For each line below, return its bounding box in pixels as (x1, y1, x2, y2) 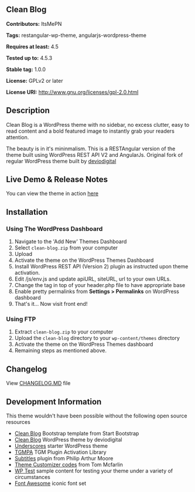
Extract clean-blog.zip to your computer (14, 328, 114, 335)
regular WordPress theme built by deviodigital (6, 157, 117, 164)
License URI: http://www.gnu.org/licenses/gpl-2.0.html (6, 88, 139, 96)
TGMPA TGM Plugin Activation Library (14, 449, 107, 456)
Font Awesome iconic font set (14, 480, 87, 487)
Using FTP (6, 315, 36, 323)
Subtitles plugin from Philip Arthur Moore (14, 455, 114, 462)
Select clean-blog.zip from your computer (14, 244, 118, 251)
